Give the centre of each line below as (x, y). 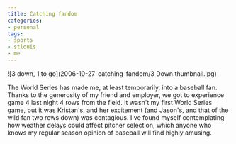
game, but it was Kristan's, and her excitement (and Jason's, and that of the (118, 110)
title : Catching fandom (43, 14)
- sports (20, 40)
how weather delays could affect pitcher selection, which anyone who (109, 125)
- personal (23, 27)
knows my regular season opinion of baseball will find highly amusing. (110, 133)
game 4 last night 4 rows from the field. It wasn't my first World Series (110, 102)
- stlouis (22, 47)
